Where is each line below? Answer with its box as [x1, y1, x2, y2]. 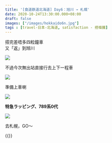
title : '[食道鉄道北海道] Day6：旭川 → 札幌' [5, 7, 90, 12]
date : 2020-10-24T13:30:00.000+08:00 [5, 12, 81, 17]
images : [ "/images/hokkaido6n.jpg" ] [5, 20, 79, 26]
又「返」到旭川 [5, 45, 35, 51]
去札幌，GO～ [5, 123, 33, 129]
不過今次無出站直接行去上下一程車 [5, 65, 73, 71]
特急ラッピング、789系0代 [5, 104, 58, 109]
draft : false [5, 16, 32, 21]
